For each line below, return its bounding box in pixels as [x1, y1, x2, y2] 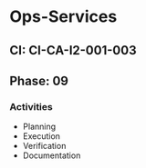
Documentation [22, 150, 81, 161]
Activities [9, 100, 53, 113]
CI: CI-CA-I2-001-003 [9, 43, 137, 58]
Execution [22, 131, 61, 142]
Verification [22, 141, 67, 152]
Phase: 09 [9, 73, 68, 88]
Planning [22, 121, 57, 133]
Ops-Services [9, 6, 118, 27]
